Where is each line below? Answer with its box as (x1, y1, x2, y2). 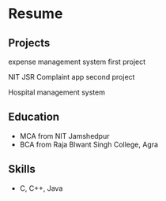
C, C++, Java (19, 183, 63, 193)
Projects (8, 36, 51, 50)
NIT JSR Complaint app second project (8, 73, 135, 81)
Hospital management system (8, 87, 105, 97)
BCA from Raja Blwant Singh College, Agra (19, 140, 159, 149)
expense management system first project (8, 57, 146, 66)
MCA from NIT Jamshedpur (19, 131, 110, 140)
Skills (8, 162, 36, 176)
